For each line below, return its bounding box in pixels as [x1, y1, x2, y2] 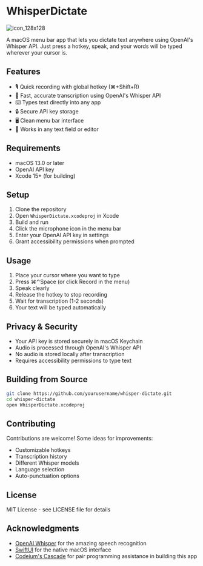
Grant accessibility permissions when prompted [15, 238, 135, 245]
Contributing [6, 419, 56, 429]
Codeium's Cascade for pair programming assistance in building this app [15, 552, 198, 559]
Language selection [15, 466, 65, 473]
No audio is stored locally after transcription [15, 351, 125, 357]
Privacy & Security [6, 322, 78, 332]
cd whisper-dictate [6, 396, 56, 402]
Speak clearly [15, 285, 50, 292]
